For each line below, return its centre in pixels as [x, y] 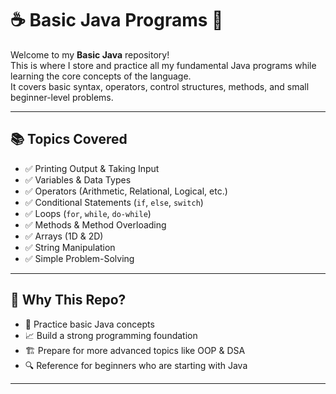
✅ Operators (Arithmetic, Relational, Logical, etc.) [126, 191]
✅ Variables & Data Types [78, 179]
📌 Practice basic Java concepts [89, 324]
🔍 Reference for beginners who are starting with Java [136, 365]
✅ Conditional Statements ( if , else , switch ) [114, 202]
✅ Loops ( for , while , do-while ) [88, 213]
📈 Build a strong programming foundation [111, 335]
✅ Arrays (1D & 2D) [64, 236]
